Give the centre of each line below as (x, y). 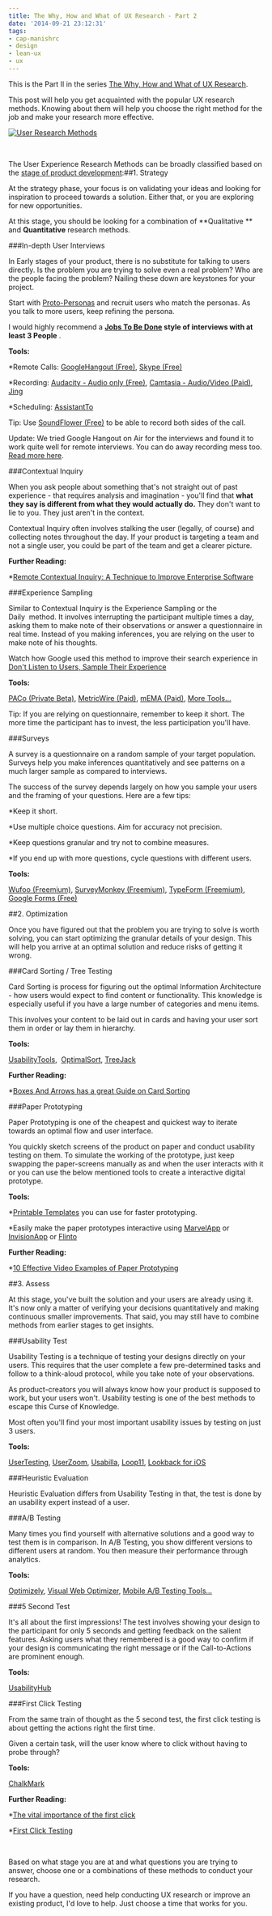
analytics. (24, 1559)
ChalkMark (27, 1783)
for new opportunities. (45, 205)
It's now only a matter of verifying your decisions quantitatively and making (134, 1307)
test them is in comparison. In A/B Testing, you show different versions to (131, 1542)
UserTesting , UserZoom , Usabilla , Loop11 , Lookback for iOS (107, 1462)
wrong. (20, 955)
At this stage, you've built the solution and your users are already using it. (131, 1299)
